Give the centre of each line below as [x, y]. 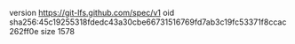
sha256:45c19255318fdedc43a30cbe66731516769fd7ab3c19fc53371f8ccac [148, 22]
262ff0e [24, 31]
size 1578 [58, 31]
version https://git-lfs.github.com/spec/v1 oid [92, 13]
